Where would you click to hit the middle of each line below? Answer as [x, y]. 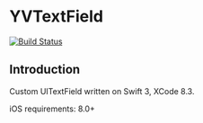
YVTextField [56, 17]
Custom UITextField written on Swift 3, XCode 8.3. [102, 91]
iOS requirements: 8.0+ [53, 109]
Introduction [45, 70]
